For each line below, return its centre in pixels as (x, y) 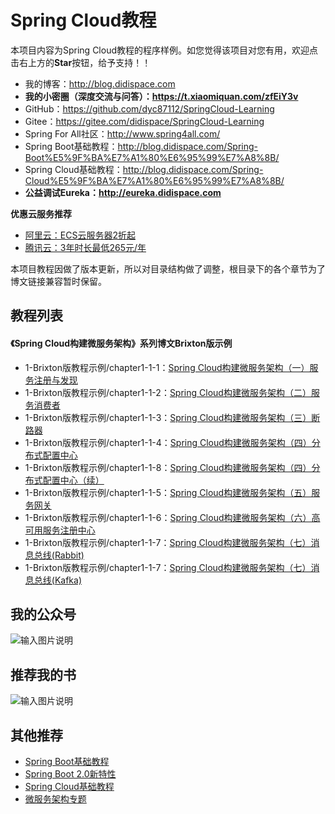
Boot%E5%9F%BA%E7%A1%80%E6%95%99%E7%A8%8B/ (152, 157)
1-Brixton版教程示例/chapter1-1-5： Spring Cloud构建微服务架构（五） (168, 492)
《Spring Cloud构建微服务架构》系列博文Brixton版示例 (121, 343)
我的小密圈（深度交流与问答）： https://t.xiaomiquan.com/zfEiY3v (161, 96)
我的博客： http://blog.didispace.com (100, 83)
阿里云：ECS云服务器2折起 (80, 235)
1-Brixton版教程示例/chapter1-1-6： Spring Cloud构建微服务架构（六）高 (172, 517)
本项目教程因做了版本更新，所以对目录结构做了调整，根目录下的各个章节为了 (168, 268)
